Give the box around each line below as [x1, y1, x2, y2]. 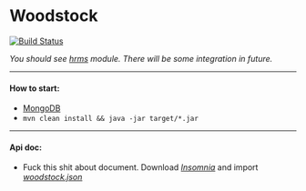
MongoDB [22, 103, 61, 114]
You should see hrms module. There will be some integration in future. [9, 53, 273, 64]
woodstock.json [22, 172, 83, 183]
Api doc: [9, 142, 43, 153]
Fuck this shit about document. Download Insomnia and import [22, 162, 259, 173]
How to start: [9, 83, 60, 94]
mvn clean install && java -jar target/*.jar [22, 115, 199, 124]
